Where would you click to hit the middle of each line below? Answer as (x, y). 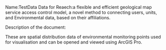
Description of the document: (36, 27)
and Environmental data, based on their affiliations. (58, 18)
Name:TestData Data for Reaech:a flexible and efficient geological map (78, 7)
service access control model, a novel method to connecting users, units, (81, 12)
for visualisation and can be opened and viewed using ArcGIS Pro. (74, 42)
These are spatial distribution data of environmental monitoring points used (83, 37)
